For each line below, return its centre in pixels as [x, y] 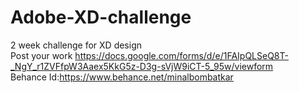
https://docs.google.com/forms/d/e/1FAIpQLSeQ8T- [181, 55]
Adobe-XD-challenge [101, 17]
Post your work [41, 55]
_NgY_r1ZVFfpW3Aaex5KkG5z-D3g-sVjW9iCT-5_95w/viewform [142, 66]
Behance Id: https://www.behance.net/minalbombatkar [122, 77]
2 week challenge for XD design [76, 45]
